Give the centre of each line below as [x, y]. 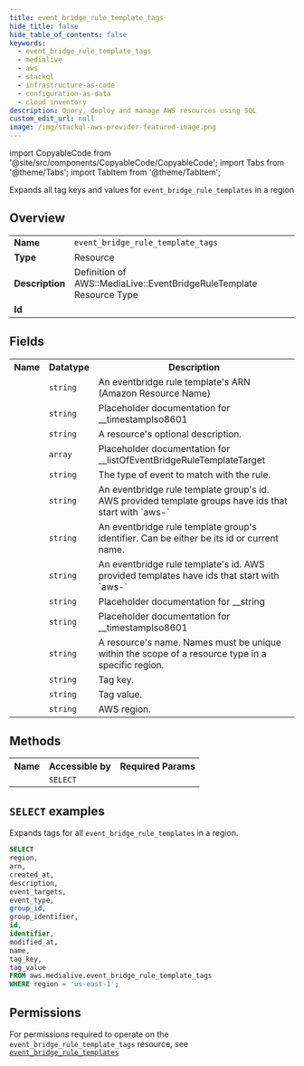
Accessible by [80, 766]
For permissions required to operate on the [89, 1034]
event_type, [32, 900]
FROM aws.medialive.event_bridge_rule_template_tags [111, 976]
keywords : [28, 43]
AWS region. [124, 709]
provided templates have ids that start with [189, 575]
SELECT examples [57, 811]
